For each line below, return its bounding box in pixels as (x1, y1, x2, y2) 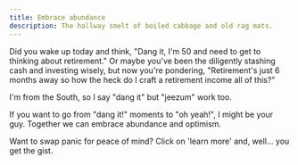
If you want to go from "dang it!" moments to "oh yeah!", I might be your (9, 109, 274, 120)
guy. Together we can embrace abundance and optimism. (9, 118, 221, 129)
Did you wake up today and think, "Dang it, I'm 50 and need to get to (9, 45, 261, 56)
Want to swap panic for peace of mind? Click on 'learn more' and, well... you (9, 136, 290, 146)
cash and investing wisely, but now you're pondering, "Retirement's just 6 (9, 64, 280, 76)
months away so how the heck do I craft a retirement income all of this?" (9, 74, 276, 85)
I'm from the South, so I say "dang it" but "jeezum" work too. (9, 91, 232, 103)
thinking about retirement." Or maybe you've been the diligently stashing (9, 55, 277, 66)
